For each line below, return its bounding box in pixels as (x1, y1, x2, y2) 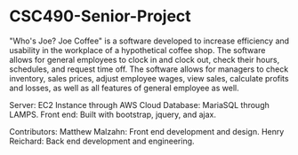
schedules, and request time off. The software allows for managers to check (9, 64, 289, 74)
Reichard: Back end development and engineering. (9, 136, 195, 146)
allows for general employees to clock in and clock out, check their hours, (9, 54, 280, 65)
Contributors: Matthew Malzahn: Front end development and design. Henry (9, 126, 285, 136)
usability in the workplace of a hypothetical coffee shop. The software (9, 44, 266, 55)
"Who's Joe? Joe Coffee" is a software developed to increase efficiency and (9, 35, 290, 46)
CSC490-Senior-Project (9, 6, 191, 27)
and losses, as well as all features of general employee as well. (9, 82, 239, 93)
